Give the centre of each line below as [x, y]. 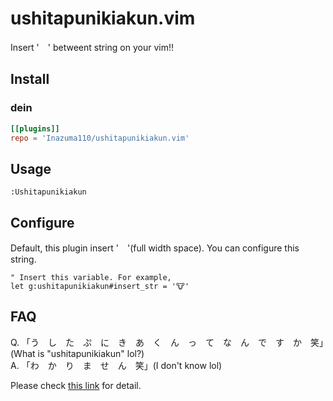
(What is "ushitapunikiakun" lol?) [77, 353]
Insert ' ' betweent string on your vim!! [92, 47]
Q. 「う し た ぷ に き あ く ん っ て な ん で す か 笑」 [167, 342]
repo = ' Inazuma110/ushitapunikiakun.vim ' [100, 138]
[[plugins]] [35, 128]
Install [30, 79]
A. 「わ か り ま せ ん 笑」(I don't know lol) [116, 365]
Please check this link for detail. [76, 385]
